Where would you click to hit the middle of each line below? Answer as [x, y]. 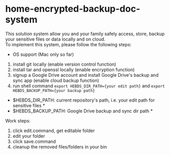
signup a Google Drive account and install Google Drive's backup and [86, 75]
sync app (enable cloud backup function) [56, 80]
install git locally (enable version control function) [64, 64]
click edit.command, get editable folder [54, 131]
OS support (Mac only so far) [43, 54]
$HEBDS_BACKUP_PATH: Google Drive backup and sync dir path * [83, 111]
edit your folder [29, 136]
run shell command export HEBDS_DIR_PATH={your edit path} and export [89, 86]
